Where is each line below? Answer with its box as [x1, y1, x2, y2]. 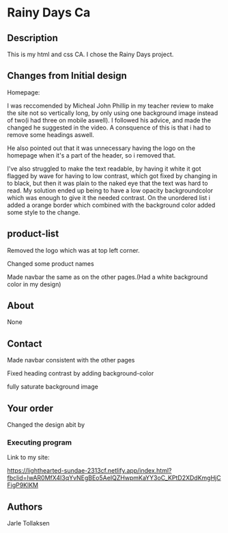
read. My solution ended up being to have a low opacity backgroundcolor [7, 186, 214, 195]
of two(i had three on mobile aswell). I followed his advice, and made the [7, 116, 212, 124]
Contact [7, 338, 42, 349]
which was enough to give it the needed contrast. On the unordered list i [7, 193, 210, 201]
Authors [7, 501, 43, 512]
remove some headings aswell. [7, 130, 94, 138]
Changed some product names [7, 259, 94, 268]
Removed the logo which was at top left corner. [7, 246, 140, 254]
